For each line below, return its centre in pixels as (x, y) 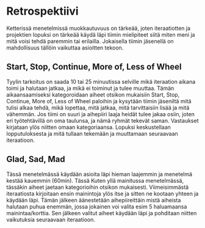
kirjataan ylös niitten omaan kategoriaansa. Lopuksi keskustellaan (88, 127)
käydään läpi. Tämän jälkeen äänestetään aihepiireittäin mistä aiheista (94, 200)
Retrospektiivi (42, 11)
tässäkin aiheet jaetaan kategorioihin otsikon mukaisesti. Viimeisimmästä (98, 187)
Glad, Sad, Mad (36, 159)
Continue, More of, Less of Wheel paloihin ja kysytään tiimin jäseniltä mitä (99, 101)
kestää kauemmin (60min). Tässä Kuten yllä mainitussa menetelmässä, (95, 180)
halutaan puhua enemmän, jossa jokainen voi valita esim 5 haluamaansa (97, 207)
